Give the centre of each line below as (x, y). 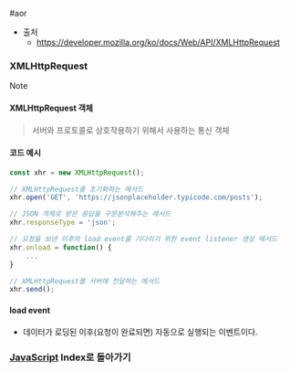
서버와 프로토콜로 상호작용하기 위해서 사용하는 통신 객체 (130, 130)
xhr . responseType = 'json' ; (63, 223)
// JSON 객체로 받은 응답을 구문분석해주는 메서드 (90, 214)
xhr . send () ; (32, 290)
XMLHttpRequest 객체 (52, 108)
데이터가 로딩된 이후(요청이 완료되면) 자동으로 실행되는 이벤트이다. (140, 332)
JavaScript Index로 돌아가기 (70, 357)
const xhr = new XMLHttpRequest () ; (77, 173)
